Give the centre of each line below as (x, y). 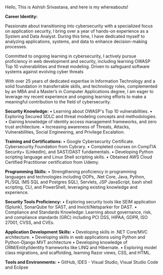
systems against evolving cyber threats (44, 72)
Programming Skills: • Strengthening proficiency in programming (71, 172)
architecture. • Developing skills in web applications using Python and (75, 237)
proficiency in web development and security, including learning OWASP (78, 61)
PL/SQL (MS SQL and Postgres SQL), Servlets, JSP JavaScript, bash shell (79, 182)
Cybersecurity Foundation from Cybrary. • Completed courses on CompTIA (81, 147)
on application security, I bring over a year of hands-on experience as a (77, 31)
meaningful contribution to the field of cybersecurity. (58, 102)
